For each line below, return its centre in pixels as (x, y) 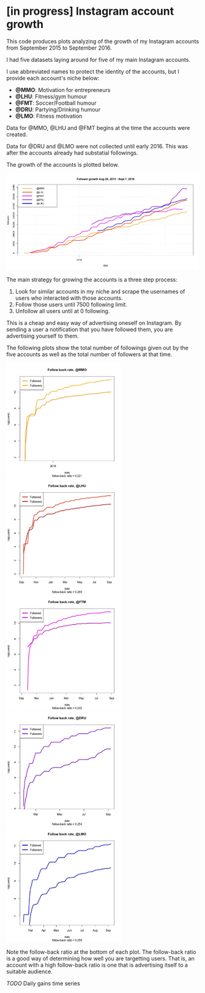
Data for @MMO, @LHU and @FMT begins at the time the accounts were (98, 127)
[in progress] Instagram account (90, 11)
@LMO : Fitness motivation (49, 116)
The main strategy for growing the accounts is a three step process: (92, 280)
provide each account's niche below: (53, 78)
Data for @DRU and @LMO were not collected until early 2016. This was (97, 146)
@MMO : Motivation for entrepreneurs (63, 89)
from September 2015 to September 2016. (59, 48)
